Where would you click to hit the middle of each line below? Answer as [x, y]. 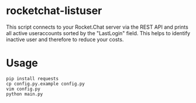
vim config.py [23, 89]
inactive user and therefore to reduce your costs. [65, 39]
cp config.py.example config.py [45, 84]
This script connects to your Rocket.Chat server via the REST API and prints [97, 27]
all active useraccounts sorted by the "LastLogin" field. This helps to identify [98, 33]
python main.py [25, 94]
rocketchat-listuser [54, 11]
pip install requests [32, 78]
